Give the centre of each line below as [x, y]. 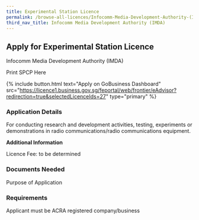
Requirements [27, 197]
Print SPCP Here [26, 72]
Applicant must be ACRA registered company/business [73, 211]
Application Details [34, 112]
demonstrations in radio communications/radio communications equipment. [99, 131]
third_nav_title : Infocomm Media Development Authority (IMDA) [86, 23]
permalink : [20, 17]
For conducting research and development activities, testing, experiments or [99, 125]
